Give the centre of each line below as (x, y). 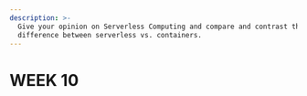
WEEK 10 (44, 80)
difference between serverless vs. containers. (110, 35)
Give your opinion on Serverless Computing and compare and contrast (153, 27)
